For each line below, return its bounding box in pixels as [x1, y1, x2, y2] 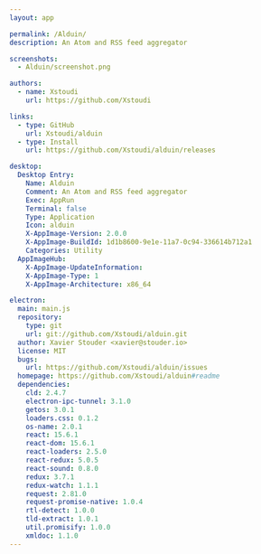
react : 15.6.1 [25, 430, 79, 439]
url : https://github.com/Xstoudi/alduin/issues [25, 363, 208, 372]
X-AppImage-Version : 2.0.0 [25, 230, 127, 239]
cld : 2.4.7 [25, 389, 67, 398]
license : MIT [17, 346, 67, 355]
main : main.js [17, 305, 70, 314]
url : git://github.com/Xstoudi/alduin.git [25, 329, 188, 339]
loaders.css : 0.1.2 [25, 413, 99, 423]
